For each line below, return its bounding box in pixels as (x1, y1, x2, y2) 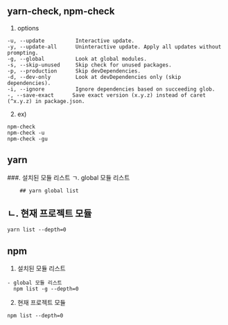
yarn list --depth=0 (7, 226, 67, 234)
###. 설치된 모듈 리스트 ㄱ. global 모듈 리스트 (7, 173, 130, 182)
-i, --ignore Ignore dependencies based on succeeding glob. (7, 86, 216, 93)
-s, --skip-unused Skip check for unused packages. (7, 62, 172, 68)
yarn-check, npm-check (7, 6, 115, 17)
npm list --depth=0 (7, 313, 64, 319)
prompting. (7, 49, 39, 56)
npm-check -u (7, 129, 45, 136)
